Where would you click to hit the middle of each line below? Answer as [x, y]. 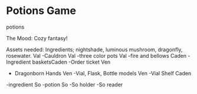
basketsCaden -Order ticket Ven [71, 62]
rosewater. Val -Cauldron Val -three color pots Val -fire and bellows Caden [96, 55]
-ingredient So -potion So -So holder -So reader [65, 84]
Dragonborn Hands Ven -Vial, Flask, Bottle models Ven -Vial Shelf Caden [103, 73]
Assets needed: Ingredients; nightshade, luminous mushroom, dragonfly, [94, 49]
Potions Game [41, 11]
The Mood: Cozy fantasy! [37, 38]
